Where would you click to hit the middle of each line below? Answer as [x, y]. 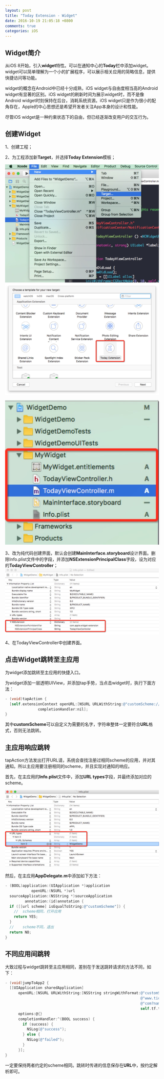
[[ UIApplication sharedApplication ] [47, 988]
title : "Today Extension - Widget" [41, 15]
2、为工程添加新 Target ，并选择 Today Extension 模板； [60, 157]
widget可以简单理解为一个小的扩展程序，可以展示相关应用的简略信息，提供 [80, 72]
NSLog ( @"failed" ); [45, 1040]
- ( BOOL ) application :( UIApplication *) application [58, 886]
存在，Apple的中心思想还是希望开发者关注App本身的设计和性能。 [75, 106]
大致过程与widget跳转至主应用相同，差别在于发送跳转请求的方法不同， [76, 967]
